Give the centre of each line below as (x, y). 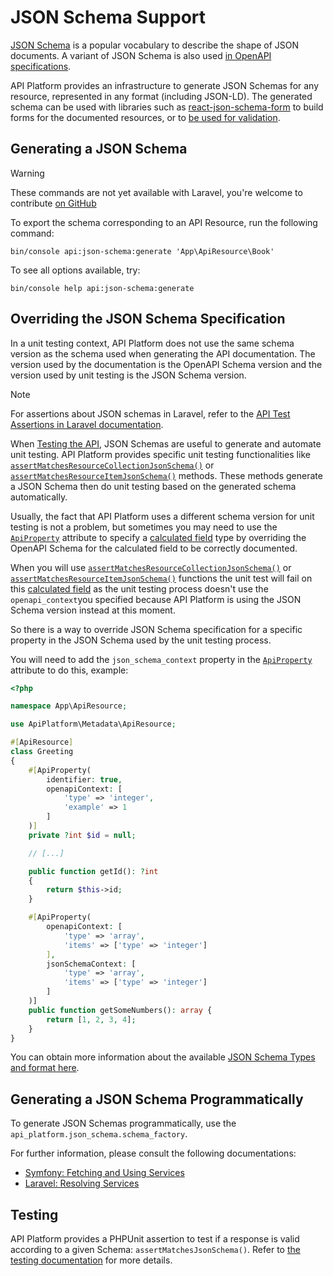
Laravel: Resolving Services (82, 1183)
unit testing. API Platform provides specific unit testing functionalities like (160, 454)
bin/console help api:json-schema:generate (102, 288)
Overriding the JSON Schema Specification (148, 319)
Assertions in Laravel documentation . (87, 424)
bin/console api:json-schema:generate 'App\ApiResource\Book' (142, 251)
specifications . (41, 66)
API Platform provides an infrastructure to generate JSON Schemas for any (165, 85)
